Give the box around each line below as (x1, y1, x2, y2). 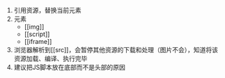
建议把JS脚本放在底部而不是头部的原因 (13, 63, 125, 71)
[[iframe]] (24, 38, 52, 45)
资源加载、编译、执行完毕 (13, 54, 88, 63)
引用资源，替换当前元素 (13, 6, 82, 14)
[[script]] (24, 30, 50, 38)
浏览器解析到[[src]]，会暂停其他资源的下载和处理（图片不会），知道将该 (13, 46, 218, 54)
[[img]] (24, 23, 45, 31)
